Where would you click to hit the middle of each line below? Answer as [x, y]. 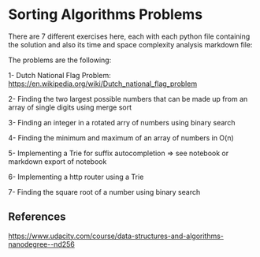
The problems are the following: [60, 60]
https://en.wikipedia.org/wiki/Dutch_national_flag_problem [103, 84]
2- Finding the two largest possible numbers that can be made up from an [128, 99]
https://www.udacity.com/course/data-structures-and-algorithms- [116, 236]
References [37, 217]
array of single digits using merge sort [70, 107]
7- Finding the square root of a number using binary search [104, 192]
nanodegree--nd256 [41, 244]
